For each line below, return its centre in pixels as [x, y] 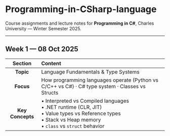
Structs [50, 93]
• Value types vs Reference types [81, 113]
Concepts [22, 116]
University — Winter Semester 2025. [44, 28]
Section [22, 63]
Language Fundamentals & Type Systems [91, 72]
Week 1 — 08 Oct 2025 [42, 49]
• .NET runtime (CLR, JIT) [72, 107]
